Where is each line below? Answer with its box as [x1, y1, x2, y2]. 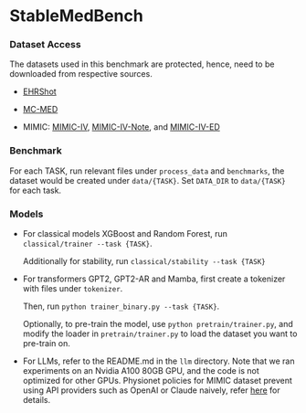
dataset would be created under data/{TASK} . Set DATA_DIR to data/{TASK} [9, 175, 286, 185]
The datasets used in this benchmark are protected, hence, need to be [9, 58, 275, 69]
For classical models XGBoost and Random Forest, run [22, 228, 228, 239]
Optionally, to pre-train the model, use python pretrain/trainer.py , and [22, 319, 294, 330]
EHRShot [22, 86, 57, 97]
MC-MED [22, 104, 58, 115]
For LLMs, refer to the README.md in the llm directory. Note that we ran [22, 355, 295, 366]
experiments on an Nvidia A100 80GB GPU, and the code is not [22, 365, 260, 376]
